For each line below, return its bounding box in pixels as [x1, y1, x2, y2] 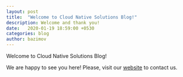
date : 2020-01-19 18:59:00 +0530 [6, 25, 95, 31]
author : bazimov [6, 36, 46, 42]
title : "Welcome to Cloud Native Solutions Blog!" [6, 14, 137, 20]
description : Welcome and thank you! [6, 20, 100, 25]
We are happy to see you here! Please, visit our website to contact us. [6, 64, 178, 71]
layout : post [6, 8, 39, 15]
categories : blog [6, 31, 49, 37]
